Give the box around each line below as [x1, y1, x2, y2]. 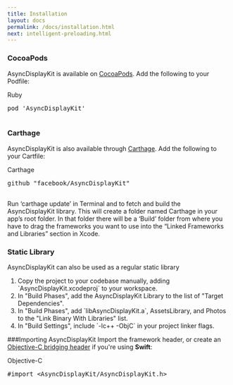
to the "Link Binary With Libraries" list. [17, 314, 128, 323]
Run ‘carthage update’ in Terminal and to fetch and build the [7, 199, 181, 208]
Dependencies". [17, 299, 65, 307]
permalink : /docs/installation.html [7, 23, 115, 30]
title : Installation [7, 10, 68, 18]
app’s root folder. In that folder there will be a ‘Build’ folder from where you [7, 214, 223, 223]
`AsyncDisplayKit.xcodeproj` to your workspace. [17, 284, 158, 293]
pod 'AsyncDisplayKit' [7, 104, 86, 112]
